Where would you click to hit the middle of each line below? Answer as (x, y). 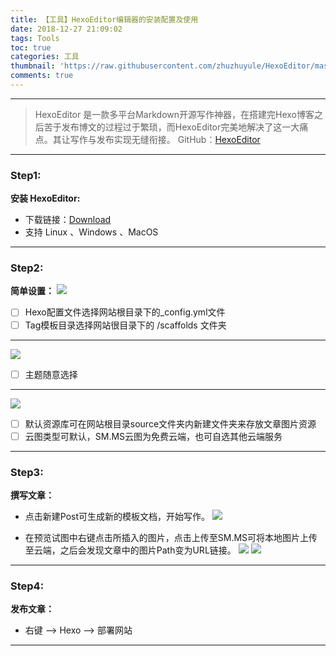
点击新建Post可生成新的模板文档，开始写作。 (117, 517)
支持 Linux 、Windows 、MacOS (91, 232)
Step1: (26, 175)
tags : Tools (35, 38)
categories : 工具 (45, 57)
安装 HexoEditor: (45, 198)
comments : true (42, 76)
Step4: (27, 586)
